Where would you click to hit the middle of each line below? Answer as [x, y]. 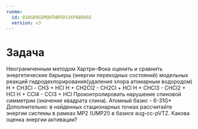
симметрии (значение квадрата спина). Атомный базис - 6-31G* [89, 101]
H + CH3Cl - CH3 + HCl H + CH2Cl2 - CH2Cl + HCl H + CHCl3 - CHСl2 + [96, 88]
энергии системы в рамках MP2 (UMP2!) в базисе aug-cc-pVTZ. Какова [98, 113]
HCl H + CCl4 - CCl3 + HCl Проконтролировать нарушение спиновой [94, 94]
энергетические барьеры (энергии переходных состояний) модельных [98, 75]
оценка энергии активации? [42, 119]
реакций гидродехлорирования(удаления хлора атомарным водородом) [99, 82]
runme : [14, 12]
